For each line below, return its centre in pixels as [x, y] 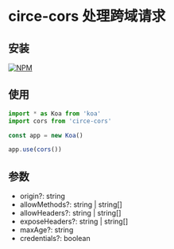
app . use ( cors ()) [35, 150]
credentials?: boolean [55, 239]
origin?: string [42, 196]
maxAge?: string [46, 230]
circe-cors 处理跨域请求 [87, 16]
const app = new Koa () [46, 135]
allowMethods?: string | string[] [71, 204]
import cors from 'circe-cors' [60, 121]
